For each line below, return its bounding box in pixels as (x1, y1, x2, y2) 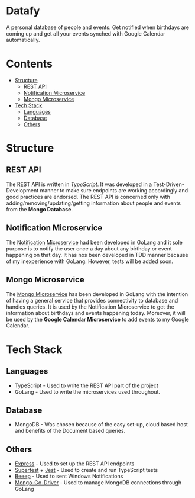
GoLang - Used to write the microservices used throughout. (14, 388, 161, 395)
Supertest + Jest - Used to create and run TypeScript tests (14, 467, 158, 474)
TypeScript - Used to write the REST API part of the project (14, 382, 158, 389)
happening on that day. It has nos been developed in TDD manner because (6, 251, 188, 258)
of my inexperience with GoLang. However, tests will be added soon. (6, 258, 173, 265)
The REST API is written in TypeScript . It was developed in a (6, 181, 152, 188)
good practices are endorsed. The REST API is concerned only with (6, 193, 170, 200)
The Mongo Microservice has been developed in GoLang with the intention (6, 290, 188, 297)
